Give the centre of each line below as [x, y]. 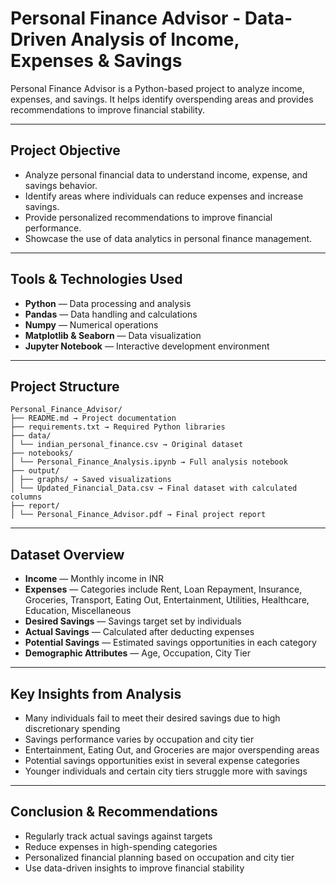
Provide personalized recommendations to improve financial [148, 217]
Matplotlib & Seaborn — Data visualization [113, 335]
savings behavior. [61, 185]
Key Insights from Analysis [96, 693]
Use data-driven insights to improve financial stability [134, 868]
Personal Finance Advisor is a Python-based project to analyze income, [157, 88]
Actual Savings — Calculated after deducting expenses [139, 632]
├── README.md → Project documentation [93, 418]
